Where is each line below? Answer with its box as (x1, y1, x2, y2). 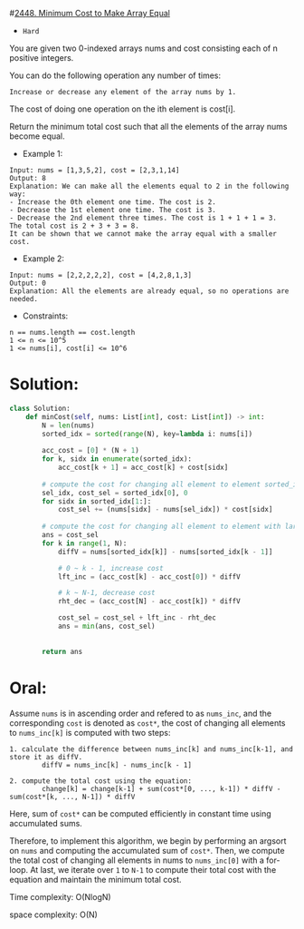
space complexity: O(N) (9, 909, 98, 920)
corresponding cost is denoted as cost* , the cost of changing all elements (9, 717, 287, 729)
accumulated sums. (9, 817, 83, 828)
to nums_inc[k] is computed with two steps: (9, 727, 171, 738)
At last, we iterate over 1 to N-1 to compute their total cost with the (30, 864, 277, 875)
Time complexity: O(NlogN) (9, 891, 111, 902)
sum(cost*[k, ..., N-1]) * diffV (9, 792, 136, 801)
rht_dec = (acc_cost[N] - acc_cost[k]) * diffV (57, 597, 242, 606)
